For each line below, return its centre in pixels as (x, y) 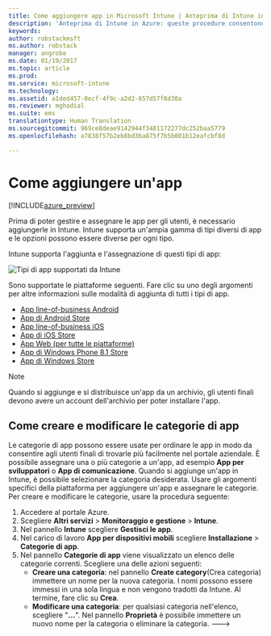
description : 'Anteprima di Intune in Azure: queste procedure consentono (137, 23)
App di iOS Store (48, 335)
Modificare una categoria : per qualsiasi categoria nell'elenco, (135, 607)
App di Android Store (55, 318)
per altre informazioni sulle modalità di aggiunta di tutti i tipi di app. (119, 293)
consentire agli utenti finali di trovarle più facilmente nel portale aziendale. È (134, 454)
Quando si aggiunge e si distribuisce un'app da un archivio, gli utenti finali (131, 391)
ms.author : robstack (43, 46)
